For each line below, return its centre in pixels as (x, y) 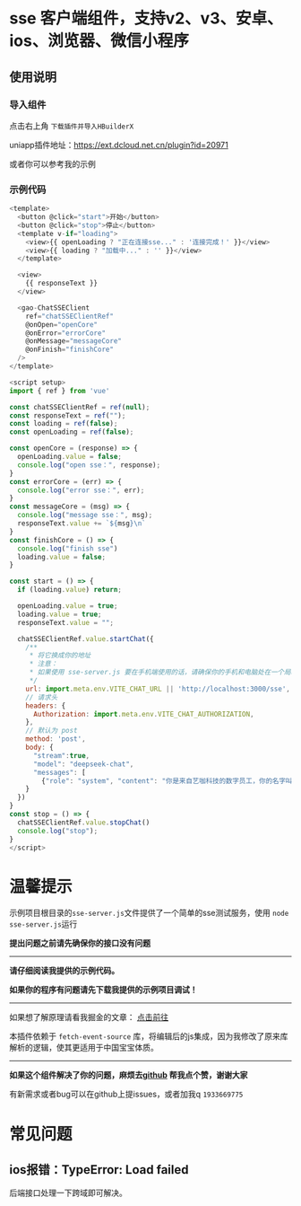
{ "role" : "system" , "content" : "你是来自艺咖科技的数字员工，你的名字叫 (167, 781)
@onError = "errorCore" (65, 333)
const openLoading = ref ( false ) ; (72, 432)
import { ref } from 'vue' (60, 391)
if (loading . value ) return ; (70, 590)
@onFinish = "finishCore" (70, 350)
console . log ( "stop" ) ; (58, 831)
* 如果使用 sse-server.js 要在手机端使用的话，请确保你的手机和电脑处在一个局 (160, 673)
